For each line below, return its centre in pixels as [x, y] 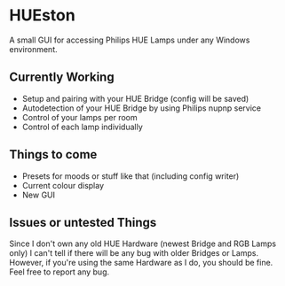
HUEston [42, 15]
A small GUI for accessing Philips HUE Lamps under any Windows [130, 40]
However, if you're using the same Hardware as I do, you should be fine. [141, 263]
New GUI [39, 195]
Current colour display [63, 185]
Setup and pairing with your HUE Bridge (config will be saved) [135, 98]
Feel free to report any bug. [59, 272]
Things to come [53, 155]
